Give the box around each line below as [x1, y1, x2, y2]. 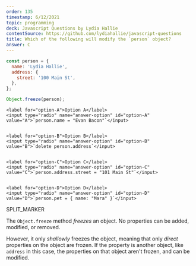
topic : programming [6, 20, 55, 26]
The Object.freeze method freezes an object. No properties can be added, [6, 217, 189, 224]
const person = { [6, 58, 49, 64]
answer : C [6, 42, 31, 48]
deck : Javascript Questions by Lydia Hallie [6, 25, 118, 31]
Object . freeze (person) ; [6, 96, 65, 103]
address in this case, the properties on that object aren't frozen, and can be [6, 248, 190, 255]
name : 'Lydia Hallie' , [11, 64, 68, 69]
